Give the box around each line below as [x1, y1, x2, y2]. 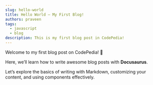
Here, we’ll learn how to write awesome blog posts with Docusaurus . [5, 59, 148, 65]
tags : [5, 21, 17, 27]
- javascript [10, 26, 37, 31]
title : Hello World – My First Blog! [5, 12, 84, 17]
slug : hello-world [5, 7, 44, 13]
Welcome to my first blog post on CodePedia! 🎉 [5, 49, 103, 55]
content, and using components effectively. [5, 74, 95, 80]
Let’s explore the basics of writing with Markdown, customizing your [5, 68, 146, 74]
